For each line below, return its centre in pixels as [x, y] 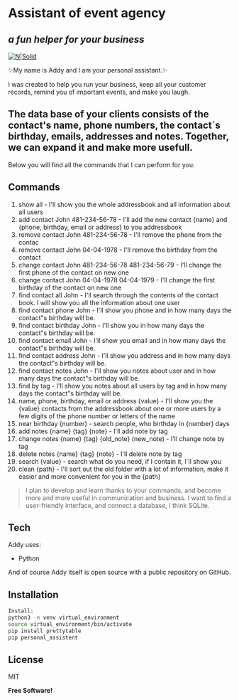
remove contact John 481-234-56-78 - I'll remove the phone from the [120, 234]
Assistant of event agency [87, 13]
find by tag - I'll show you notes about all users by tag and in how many [123, 386]
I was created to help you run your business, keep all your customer [107, 84]
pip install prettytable [45, 631]
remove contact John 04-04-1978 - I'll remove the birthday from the [118, 250]
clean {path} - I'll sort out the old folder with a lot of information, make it [123, 469]
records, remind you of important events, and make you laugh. [99, 92]
